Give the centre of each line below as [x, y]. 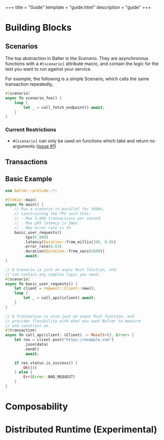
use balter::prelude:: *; [31, 191]
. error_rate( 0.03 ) [43, 246]
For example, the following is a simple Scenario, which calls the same [77, 79]
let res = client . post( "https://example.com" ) [64, 340]
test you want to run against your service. [48, 69]
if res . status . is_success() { [46, 363]
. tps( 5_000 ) [36, 237]
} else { [23, 372]
